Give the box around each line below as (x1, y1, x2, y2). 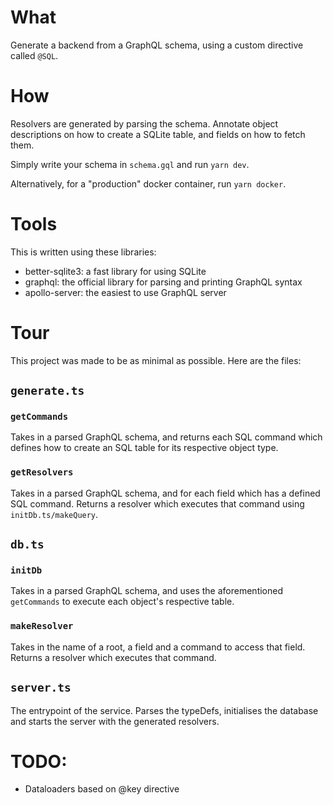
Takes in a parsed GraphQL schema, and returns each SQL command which (10, 431, 323, 443)
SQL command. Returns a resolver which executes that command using (10, 497, 305, 510)
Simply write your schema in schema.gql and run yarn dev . (10, 158, 250, 170)
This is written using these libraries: (10, 246, 157, 258)
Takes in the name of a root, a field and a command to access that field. (10, 641, 306, 653)
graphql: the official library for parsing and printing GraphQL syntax (24, 276, 303, 288)
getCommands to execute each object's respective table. (10, 596, 235, 608)
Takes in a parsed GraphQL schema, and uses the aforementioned (10, 585, 283, 597)
